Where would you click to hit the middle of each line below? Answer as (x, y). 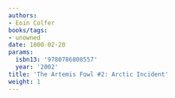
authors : (23, 15)
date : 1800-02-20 (37, 45)
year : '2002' (37, 67)
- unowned (25, 38)
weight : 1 (25, 81)
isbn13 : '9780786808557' (56, 60)
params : (21, 52)
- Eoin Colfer (32, 23)
